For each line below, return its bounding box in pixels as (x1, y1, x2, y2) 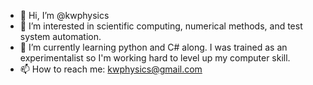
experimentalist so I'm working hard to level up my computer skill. (19, 52, 291, 64)
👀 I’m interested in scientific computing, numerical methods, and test (19, 20, 303, 32)
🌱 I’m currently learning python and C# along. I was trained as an (19, 41, 288, 53)
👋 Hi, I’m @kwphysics (19, 10, 110, 21)
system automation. (19, 31, 102, 42)
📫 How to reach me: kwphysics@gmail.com (19, 63, 203, 75)
